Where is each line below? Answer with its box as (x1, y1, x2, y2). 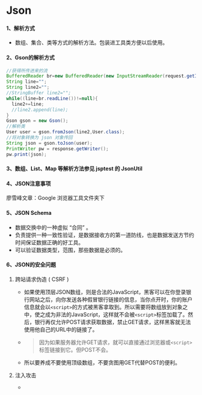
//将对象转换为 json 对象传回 (6, 134, 73, 141)
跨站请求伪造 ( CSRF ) (14, 276, 69, 283)
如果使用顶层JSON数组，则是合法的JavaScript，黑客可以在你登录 (23, 288, 186, 295)
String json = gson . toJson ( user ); (6, 140, 93, 146)
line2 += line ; (11, 101, 44, 107)
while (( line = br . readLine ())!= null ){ (6, 95, 98, 101)
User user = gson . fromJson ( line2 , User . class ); (6, 129, 125, 135)
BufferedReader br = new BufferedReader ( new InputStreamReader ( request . (6, 73, 187, 79)
